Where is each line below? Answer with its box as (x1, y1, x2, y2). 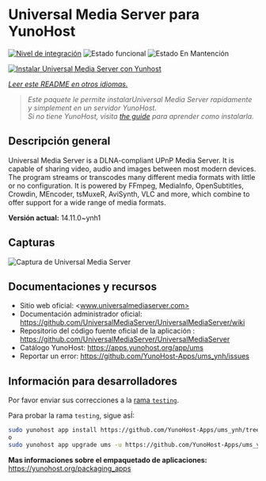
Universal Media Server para (8, 6, 200, 24)
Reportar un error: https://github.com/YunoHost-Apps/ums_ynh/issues (19, 351, 249, 361)
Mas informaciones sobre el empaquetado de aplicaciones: (8, 455, 207, 464)
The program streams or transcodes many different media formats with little (8, 172, 256, 181)
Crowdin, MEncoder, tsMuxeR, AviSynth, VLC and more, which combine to (8, 189, 250, 199)
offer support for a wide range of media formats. (8, 197, 166, 207)
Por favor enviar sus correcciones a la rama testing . (8, 395, 180, 405)
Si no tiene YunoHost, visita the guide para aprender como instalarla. (27, 111, 255, 120)
